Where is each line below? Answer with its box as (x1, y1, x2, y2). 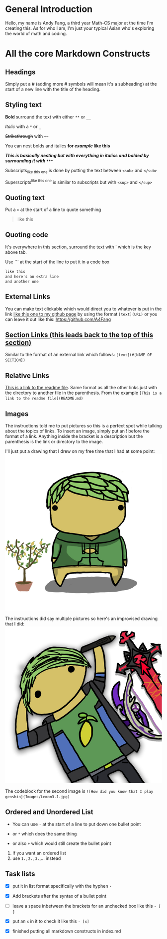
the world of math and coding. (5, 30, 67, 36)
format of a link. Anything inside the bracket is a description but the (5, 433, 143, 439)
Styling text (5, 101, 42, 109)
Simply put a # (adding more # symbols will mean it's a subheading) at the (5, 81, 157, 87)
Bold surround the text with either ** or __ (5, 113, 91, 120)
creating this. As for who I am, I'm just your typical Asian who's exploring (5, 25, 155, 31)
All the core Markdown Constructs (5, 48, 150, 59)
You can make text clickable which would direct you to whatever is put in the (5, 306, 162, 312)
